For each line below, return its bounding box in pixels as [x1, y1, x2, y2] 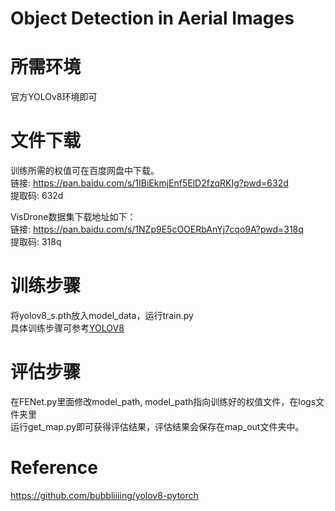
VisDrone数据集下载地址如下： [10, 211, 137, 223]
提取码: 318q [10, 236, 62, 248]
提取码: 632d [10, 190, 64, 202]
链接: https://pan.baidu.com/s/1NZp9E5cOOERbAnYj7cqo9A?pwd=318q [10, 223, 304, 236]
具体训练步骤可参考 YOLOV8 [10, 322, 125, 334]
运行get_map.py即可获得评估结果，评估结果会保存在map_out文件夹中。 [10, 420, 305, 432]
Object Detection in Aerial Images [10, 7, 295, 30]
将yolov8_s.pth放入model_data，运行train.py [10, 310, 194, 321]
